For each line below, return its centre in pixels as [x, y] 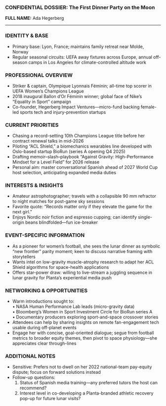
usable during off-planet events [44, 328]
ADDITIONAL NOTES [30, 356]
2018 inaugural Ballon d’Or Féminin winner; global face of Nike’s [77, 96]
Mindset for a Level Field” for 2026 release [56, 162]
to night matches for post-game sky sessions [58, 202]
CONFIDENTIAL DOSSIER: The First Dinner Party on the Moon [80, 7]
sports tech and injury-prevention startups [63, 112]
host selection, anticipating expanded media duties [64, 173]
